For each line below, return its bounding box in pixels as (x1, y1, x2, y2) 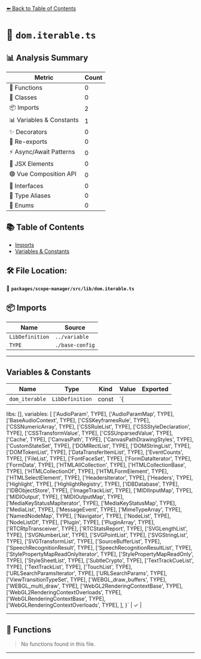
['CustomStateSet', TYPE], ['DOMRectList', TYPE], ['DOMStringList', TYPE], (6, 443, 191, 450)
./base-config (54, 342, 95, 349)
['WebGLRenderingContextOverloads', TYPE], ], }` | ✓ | (6, 601, 142, 609)
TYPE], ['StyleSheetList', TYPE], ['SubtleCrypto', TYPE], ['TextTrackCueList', (6, 557, 194, 564)
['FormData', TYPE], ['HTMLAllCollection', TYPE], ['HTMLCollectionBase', (6, 461, 187, 469)
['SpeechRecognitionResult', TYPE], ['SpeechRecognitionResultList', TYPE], (6, 544, 193, 552)
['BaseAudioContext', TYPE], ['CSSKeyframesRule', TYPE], (6, 417, 151, 424)
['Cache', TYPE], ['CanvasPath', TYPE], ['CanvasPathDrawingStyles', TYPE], (6, 436, 194, 443)
